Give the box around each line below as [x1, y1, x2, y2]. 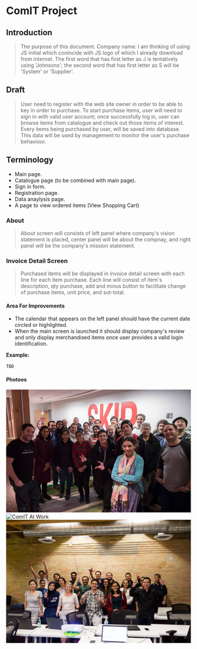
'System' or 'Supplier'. [20, 68, 74, 75]
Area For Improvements [6, 302, 65, 309]
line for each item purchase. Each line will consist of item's [20, 276, 162, 283]
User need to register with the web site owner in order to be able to [20, 100, 183, 107]
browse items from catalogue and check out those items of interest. [20, 119, 185, 126]
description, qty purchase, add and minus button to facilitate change [20, 283, 186, 290]
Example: [6, 351, 30, 359]
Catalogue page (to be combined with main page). [14, 177, 137, 184]
